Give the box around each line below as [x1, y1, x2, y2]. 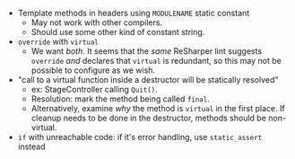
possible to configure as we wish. [30, 65, 155, 75]
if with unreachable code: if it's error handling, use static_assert [17, 132, 263, 142]
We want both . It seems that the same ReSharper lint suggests [30, 46, 263, 57]
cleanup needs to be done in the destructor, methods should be [30, 112, 267, 123]
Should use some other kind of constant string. [30, 27, 205, 37]
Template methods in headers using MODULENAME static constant [17, 8, 250, 18]
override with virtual [17, 36, 99, 47]
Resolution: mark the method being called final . [30, 93, 211, 104]
